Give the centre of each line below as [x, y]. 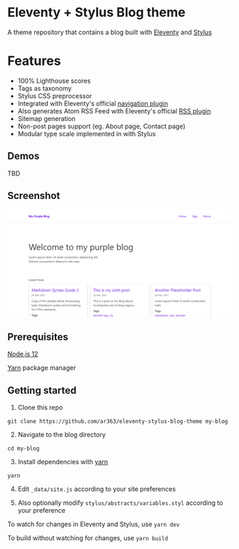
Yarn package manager [42, 368]
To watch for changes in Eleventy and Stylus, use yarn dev [93, 524]
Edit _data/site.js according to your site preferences [97, 489]
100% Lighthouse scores [54, 81]
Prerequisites [38, 337]
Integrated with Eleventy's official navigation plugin [93, 103]
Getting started [42, 390]
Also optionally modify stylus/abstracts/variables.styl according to [120, 503]
